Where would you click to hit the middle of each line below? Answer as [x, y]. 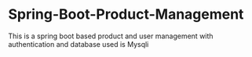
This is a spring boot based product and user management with [111, 36]
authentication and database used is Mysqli [79, 44]
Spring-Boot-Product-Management [126, 14]
